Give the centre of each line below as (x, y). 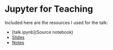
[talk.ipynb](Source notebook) (43, 32)
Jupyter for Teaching (49, 9)
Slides (18, 37)
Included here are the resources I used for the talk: (56, 23)
